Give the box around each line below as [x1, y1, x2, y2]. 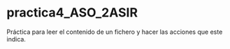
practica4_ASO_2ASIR [6, 5, 138, 21]
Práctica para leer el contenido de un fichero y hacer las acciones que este [6, 28, 223, 36]
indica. [6, 35, 26, 43]
